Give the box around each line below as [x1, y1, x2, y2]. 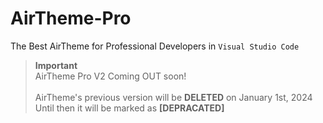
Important [34, 59, 78, 71]
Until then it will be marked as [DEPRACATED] [34, 102, 225, 114]
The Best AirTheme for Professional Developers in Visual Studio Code [10, 40, 300, 52]
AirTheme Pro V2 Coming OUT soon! [34, 70, 187, 82]
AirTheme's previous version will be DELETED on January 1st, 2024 [34, 91, 313, 103]
